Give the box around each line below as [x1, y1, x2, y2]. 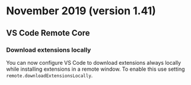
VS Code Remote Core [6, 28, 90, 38]
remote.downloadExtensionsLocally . [6, 71, 93, 78]
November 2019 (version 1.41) [6, 4, 156, 18]
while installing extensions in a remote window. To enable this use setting [6, 65, 185, 73]
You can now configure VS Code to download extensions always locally [6, 59, 182, 66]
